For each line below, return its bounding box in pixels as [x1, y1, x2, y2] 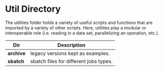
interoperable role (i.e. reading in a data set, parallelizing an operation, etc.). [5, 30, 159, 36]
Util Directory [5, 3, 61, 15]
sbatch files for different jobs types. [30, 58, 113, 65]
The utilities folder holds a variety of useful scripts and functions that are [5, 20, 153, 25]
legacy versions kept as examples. [30, 50, 110, 57]
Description [57, 42, 86, 48]
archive [7, 50, 26, 57]
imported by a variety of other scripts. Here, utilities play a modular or [5, 24, 147, 30]
